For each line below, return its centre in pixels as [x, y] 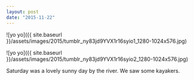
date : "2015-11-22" [31, 17]
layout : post [23, 12]
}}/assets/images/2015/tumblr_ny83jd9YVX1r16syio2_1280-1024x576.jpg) [97, 59]
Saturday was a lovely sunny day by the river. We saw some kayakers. [93, 70]
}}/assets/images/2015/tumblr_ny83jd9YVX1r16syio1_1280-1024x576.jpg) [97, 41]
